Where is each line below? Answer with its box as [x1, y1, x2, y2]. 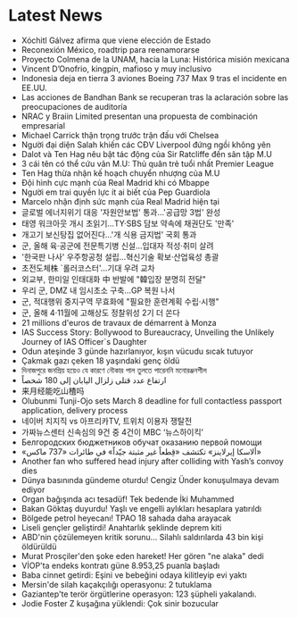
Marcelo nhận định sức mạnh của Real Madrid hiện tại [21, 196, 220, 206]
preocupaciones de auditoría [21, 101, 128, 112]
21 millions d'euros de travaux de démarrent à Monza [21, 317, 217, 328]
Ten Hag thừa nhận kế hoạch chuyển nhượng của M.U [21, 167, 220, 179]
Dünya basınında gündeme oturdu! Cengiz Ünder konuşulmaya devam [21, 474, 280, 485]
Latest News [8, 5, 103, 26]
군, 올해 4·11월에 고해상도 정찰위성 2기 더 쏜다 [21, 307, 180, 318]
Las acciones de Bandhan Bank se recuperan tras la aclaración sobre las [21, 91, 289, 103]
